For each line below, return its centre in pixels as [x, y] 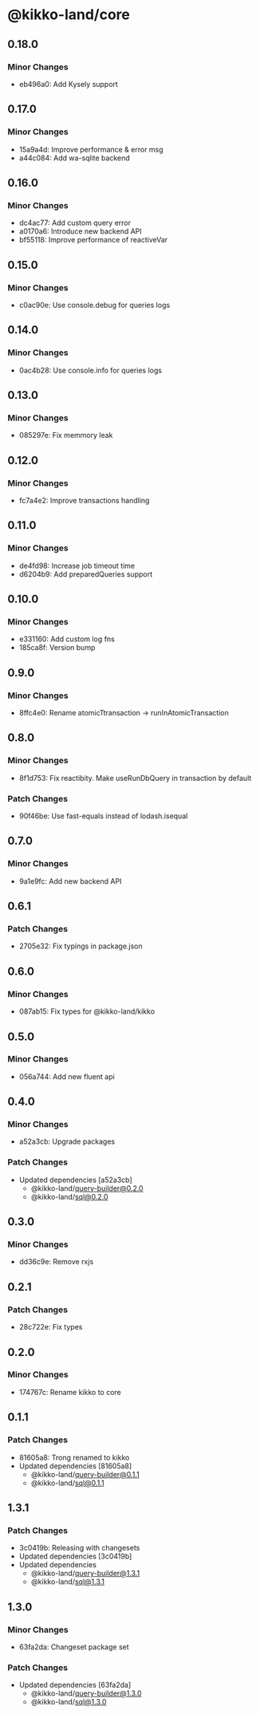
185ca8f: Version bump [57, 648]
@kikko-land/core [69, 15]
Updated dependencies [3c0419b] [75, 1556]
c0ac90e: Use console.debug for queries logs [95, 305]
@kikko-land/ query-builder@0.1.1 [85, 1474]
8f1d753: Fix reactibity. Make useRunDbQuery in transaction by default [135, 778]
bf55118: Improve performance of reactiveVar [93, 240]
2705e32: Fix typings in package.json [81, 946]
